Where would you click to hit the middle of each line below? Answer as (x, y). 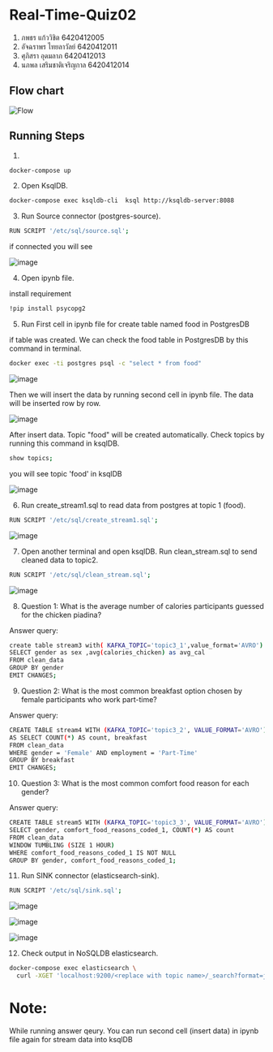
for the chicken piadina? (61, 614)
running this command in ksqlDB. (64, 443)
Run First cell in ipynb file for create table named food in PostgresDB (135, 324)
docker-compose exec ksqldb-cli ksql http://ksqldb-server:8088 (122, 200)
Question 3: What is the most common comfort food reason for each (135, 783)
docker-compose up (40, 170)
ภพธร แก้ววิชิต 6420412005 (62, 37)
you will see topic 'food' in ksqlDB (66, 473)
